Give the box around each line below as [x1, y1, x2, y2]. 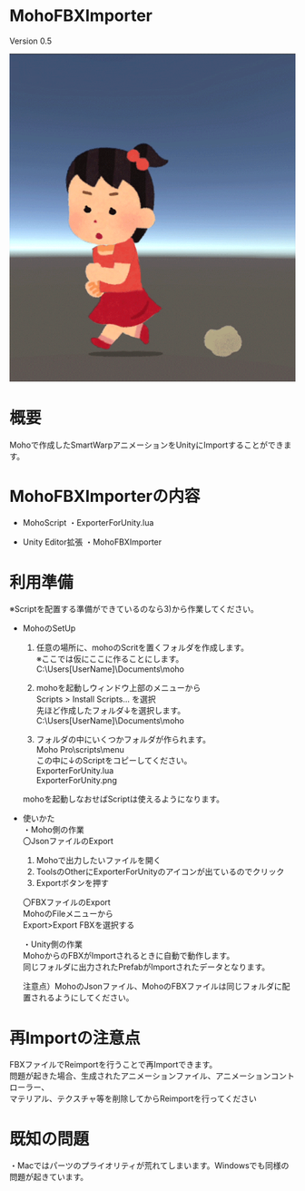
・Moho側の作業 [22, 824, 84, 835]
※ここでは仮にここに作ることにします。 [35, 654, 184, 664]
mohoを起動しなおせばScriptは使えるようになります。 [22, 793, 225, 804]
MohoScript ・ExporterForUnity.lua [22, 517, 154, 528]
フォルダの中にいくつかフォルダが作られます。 [35, 734, 212, 745]
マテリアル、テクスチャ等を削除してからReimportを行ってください [9, 1093, 257, 1104]
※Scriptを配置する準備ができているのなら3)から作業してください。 [9, 604, 259, 615]
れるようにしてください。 [38, 992, 134, 1003]
